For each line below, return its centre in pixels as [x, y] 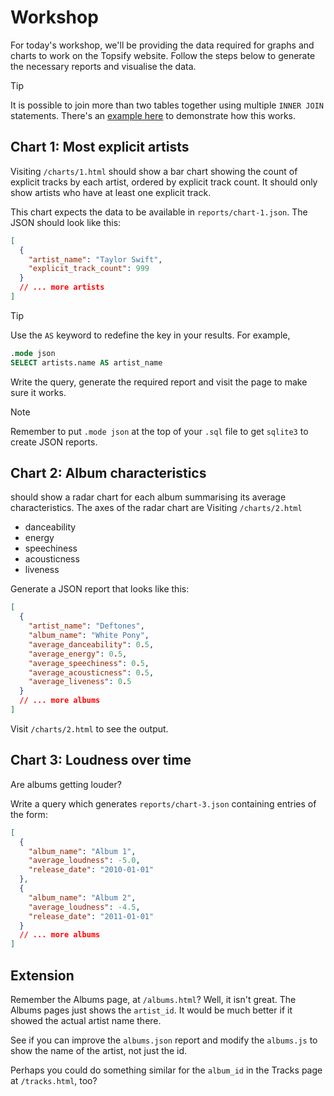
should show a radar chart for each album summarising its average [148, 497]
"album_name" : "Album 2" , [82, 897]
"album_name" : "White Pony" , [89, 636]
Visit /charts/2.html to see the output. [89, 728]
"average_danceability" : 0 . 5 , [91, 644]
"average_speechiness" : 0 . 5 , [89, 663]
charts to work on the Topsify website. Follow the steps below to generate [163, 55]
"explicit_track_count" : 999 [89, 269]
